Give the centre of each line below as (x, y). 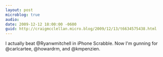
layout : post (19, 10)
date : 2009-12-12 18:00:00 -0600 (41, 24)
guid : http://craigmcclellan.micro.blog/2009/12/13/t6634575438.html (81, 29)
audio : (12, 19)
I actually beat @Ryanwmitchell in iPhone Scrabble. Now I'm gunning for (81, 43)
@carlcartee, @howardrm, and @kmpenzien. (53, 49)
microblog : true (23, 15)
